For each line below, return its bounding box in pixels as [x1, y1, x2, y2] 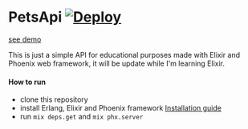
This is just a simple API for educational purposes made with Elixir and [8, 50, 241, 59]
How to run [8, 77, 47, 87]
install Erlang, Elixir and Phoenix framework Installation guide [19, 103, 222, 113]
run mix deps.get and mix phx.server [19, 112, 144, 122]
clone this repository [19, 95, 88, 104]
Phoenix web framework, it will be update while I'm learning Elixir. [8, 58, 226, 68]
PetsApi [8, 8, 63, 26]
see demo [8, 34, 42, 44]
